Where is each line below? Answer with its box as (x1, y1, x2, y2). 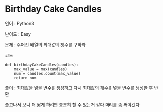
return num (14, 75, 37, 80)
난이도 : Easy (5, 31, 31, 37)
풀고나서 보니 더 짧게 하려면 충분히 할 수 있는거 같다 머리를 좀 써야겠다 (5, 101, 140, 108)
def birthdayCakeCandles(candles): (5, 62, 79, 67)
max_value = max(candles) (14, 66, 68, 72)
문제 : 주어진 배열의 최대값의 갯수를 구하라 (5, 41, 86, 48)
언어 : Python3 (5, 20, 34, 26)
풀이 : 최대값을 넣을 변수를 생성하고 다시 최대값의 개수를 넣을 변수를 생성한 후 (5, 85, 153, 91)
